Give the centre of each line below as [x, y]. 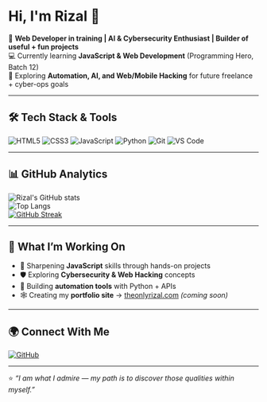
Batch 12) [24, 67]
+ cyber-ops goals [39, 84]
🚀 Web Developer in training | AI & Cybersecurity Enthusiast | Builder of [128, 38]
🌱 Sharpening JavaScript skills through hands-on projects [115, 266]
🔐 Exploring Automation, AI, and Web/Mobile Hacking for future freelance [130, 76]
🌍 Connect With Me [59, 332]
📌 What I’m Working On [67, 246]
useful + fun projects [44, 46]
